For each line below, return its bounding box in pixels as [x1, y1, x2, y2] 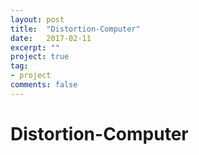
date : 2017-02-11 [10, 33, 92, 43]
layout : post [10, 14, 65, 25]
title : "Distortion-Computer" [10, 24, 141, 34]
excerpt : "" [10, 42, 60, 53]
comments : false [10, 80, 78, 90]
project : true [10, 52, 70, 62]
